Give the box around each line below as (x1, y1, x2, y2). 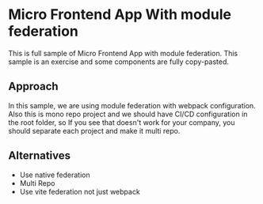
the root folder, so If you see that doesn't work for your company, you (8, 117, 235, 127)
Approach (8, 80, 59, 93)
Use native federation (19, 170, 90, 179)
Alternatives (8, 149, 71, 163)
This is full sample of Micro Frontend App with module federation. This (8, 48, 238, 58)
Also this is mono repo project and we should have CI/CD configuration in (8, 109, 248, 119)
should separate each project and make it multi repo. (8, 126, 181, 135)
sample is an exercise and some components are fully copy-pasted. (8, 57, 230, 66)
